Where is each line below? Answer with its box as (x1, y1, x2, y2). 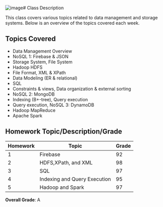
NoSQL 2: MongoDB (12, 91, 55, 97)
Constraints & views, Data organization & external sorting (12, 86, 131, 92)
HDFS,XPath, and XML (39, 159, 93, 166)
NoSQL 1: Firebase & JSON (12, 53, 69, 59)
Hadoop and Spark (39, 184, 84, 191)
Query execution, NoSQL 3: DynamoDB (12, 102, 94, 108)
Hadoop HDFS (12, 64, 43, 70)
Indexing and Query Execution (39, 175, 111, 182)
